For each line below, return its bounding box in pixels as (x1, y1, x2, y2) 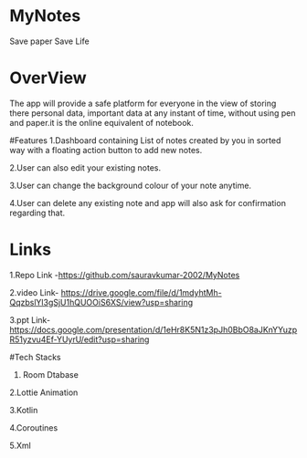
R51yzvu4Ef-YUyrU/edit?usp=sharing (9, 334, 150, 345)
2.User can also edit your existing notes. (9, 161, 162, 173)
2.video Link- (9, 286, 59, 297)
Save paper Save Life (9, 36, 90, 47)
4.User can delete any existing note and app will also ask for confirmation (9, 197, 286, 208)
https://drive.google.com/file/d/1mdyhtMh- (60, 286, 222, 297)
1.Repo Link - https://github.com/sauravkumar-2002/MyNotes (9, 269, 240, 280)
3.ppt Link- (9, 314, 51, 325)
